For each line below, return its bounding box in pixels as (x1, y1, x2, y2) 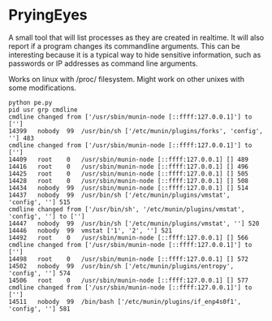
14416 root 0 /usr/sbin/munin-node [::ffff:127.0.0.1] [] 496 (8, 163, 249, 171)
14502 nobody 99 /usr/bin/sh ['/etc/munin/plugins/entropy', (8, 262, 234, 270)
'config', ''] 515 (8, 197, 71, 206)
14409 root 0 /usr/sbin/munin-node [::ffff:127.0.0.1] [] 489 (8, 155, 249, 163)
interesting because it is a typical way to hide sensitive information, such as (8, 50, 261, 59)
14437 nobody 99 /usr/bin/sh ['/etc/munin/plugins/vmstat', (8, 191, 231, 199)
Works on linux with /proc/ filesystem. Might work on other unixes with (8, 74, 245, 84)
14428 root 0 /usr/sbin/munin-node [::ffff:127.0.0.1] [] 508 (8, 176, 249, 184)
